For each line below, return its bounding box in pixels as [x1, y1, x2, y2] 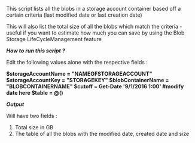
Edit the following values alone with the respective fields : [6, 59, 148, 66]
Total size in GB [14, 124, 54, 130]
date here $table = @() [6, 89, 64, 96]
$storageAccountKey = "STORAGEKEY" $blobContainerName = [6, 77, 169, 83]
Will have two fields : [6, 113, 57, 119]
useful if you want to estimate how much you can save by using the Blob [6, 29, 185, 36]
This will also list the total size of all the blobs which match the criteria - [6, 23, 182, 30]
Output [6, 101, 25, 108]
